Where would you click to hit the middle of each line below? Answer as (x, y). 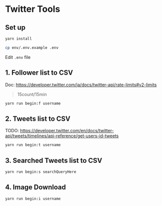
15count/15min (32, 94)
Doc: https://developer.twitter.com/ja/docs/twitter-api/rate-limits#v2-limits (81, 85)
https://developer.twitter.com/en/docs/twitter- (67, 131)
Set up (15, 27)
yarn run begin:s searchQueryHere (41, 172)
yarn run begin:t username (33, 145)
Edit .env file (18, 57)
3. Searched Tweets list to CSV (54, 160)
